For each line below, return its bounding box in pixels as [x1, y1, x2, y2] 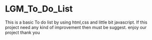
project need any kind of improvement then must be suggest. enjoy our [5, 24, 147, 30]
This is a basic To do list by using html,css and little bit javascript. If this [5, 19, 148, 25]
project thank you [5, 29, 40, 35]
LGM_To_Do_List [5, 3, 73, 14]
